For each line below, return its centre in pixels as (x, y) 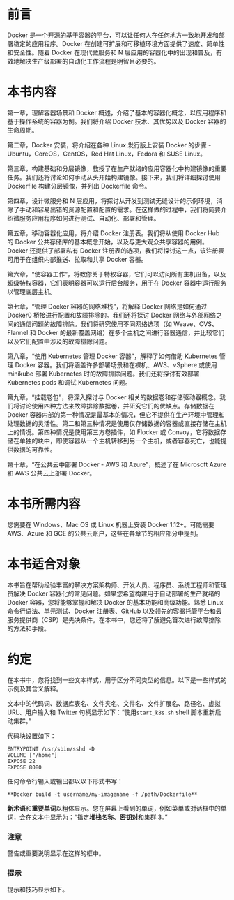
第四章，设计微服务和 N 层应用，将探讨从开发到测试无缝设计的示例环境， (112, 200)
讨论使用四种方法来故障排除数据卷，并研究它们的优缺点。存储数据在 (117, 406)
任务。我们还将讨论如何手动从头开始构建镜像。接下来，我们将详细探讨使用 (114, 177)
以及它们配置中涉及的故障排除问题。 (59, 341)
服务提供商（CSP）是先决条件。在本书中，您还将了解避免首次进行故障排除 (114, 619)
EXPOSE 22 (22, 761)
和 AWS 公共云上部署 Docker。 (52, 473)
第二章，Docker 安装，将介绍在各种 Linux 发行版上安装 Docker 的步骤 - (109, 145)
